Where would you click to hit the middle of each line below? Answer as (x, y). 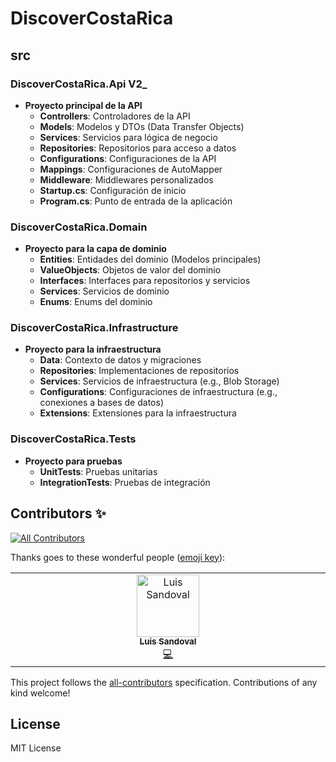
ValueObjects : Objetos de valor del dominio (130, 270)
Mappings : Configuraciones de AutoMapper (131, 169)
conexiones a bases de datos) (101, 403)
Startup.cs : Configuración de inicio (113, 190)
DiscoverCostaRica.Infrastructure (94, 328)
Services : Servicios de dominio (104, 291)
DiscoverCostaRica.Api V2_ (79, 84)
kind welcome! (40, 693)
